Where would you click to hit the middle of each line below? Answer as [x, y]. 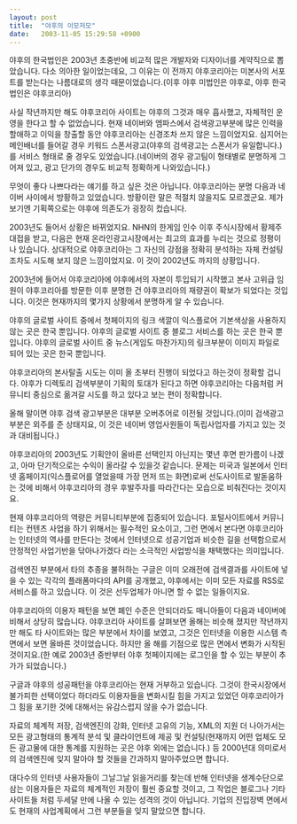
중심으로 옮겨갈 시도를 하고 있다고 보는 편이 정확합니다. [127, 394]
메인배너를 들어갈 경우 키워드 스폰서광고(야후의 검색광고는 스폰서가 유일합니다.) [146, 145]
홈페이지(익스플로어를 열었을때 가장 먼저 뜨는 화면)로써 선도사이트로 [135, 477]
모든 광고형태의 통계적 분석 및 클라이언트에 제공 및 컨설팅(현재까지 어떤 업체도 [143, 737]
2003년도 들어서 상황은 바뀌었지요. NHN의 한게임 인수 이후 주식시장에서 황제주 [146, 228]
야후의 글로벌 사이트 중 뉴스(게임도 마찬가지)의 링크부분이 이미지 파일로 [157, 343]
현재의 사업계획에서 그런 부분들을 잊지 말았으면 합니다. [112, 811]
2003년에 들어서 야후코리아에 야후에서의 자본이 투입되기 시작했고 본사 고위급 [142, 279]
